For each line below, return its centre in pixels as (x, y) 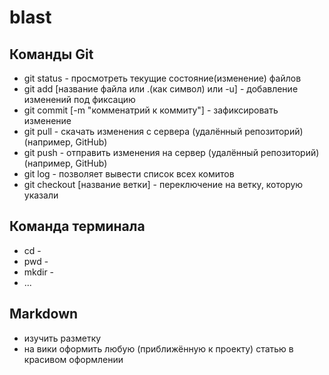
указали (41, 195)
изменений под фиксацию (79, 99)
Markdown (44, 314)
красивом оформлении (73, 359)
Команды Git (51, 54)
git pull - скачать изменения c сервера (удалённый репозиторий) (163, 131)
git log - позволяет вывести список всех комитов (129, 174)
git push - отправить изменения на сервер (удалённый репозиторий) (171, 152)
